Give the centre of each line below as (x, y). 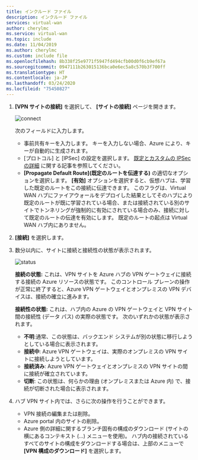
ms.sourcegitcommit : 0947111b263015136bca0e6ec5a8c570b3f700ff (86, 67)
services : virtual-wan (34, 23)
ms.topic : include (29, 39)
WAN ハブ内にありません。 (57, 225)
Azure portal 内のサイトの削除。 (63, 421)
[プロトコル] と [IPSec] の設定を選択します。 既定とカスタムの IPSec (107, 158)
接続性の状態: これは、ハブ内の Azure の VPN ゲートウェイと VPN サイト (104, 309)
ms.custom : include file (37, 56)
